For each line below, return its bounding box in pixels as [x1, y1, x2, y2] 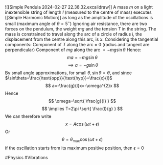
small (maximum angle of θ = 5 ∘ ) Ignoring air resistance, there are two [5, 20, 147, 27]
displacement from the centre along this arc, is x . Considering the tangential [5, 36, 158, 42]
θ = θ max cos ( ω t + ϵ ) [62, 136, 103, 143]
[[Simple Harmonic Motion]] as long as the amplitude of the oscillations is [5, 15, 153, 20]
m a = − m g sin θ [67, 54, 98, 60]
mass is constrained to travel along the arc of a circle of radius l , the [5, 31, 142, 37]
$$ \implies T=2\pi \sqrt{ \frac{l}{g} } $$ [41, 106, 123, 111]
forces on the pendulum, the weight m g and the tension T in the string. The [5, 26, 157, 31]
